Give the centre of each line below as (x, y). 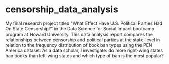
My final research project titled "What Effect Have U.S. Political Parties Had (84, 23)
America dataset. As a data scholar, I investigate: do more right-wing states (84, 50)
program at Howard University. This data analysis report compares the (79, 34)
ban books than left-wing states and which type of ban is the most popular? (84, 56)
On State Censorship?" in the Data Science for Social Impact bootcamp (80, 28)
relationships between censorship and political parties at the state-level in (83, 40)
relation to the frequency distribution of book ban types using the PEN (79, 45)
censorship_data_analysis (62, 9)
